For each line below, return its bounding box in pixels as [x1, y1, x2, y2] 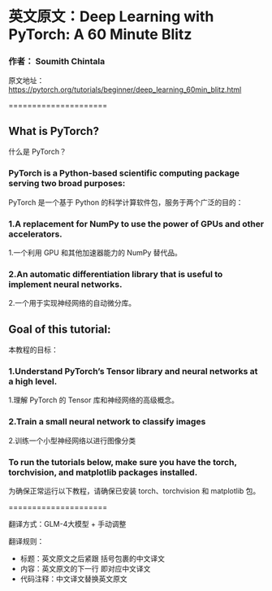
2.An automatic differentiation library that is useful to [8, 268, 223, 280]
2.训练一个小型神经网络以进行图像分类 [8, 436, 136, 445]
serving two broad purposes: [8, 178, 126, 189]
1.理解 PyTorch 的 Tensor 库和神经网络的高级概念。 [8, 395, 179, 405]
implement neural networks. [8, 278, 123, 289]
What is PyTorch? [8, 124, 100, 138]
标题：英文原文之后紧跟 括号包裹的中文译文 [19, 554, 165, 563]
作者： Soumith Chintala [8, 56, 106, 67]
